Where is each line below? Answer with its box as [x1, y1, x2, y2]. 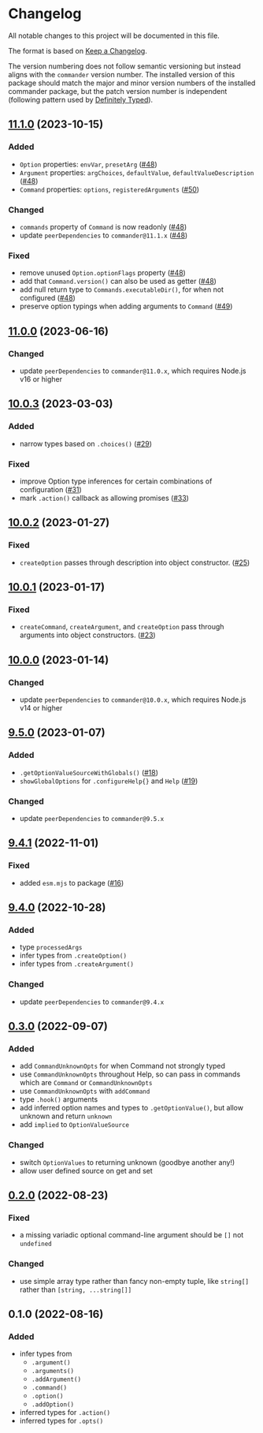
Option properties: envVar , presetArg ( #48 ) [19, 159, 157, 169]
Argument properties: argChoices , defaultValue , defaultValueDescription [19, 167, 254, 177]
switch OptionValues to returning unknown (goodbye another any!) [19, 1157, 235, 1167]
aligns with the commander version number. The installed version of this [8, 69, 235, 79]
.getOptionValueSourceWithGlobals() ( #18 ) [19, 767, 159, 777]
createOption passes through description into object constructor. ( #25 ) [19, 558, 250, 567]
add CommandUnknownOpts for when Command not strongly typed [19, 1062, 226, 1071]
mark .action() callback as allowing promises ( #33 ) [19, 493, 189, 502]
